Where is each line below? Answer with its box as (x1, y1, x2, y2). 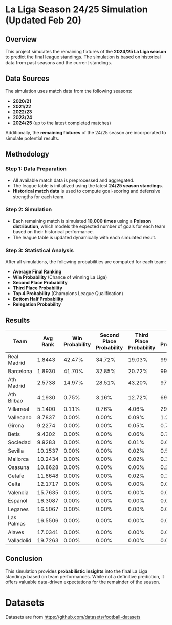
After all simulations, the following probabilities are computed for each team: (5, 259, 166, 265)
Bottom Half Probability (12, 296, 64, 302)
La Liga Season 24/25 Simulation (5, 4, 148, 15)
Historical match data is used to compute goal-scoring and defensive (12, 188, 161, 194)
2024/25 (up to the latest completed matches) (12, 120, 111, 126)
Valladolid (8, 537, 32, 544)
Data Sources (5, 74, 50, 83)
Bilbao (8, 397, 23, 404)
